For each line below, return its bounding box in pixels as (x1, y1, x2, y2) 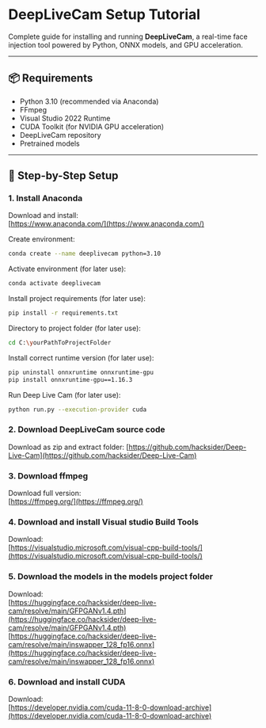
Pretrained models (19, 139, 81, 148)
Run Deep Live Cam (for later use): (8, 390, 121, 399)
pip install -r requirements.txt (8, 309, 119, 318)
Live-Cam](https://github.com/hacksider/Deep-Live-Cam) (8, 450, 197, 460)
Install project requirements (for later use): (8, 294, 146, 303)
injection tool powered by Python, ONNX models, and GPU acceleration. (8, 40, 243, 49)
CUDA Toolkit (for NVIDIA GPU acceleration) (19, 121, 165, 131)
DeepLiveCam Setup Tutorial (8, 6, 200, 24)
